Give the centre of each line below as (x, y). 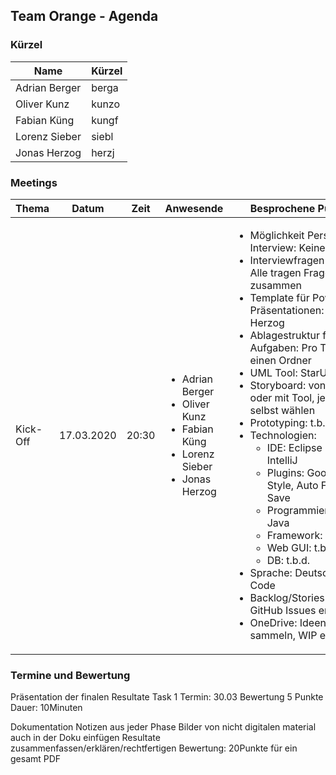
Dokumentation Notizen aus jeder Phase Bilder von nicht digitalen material (163, 727)
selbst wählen (282, 410)
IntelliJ (282, 460)
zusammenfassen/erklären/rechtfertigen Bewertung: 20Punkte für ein (154, 748)
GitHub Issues (283, 610)
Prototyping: (278, 422)
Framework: (294, 535)
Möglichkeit (277, 235)
